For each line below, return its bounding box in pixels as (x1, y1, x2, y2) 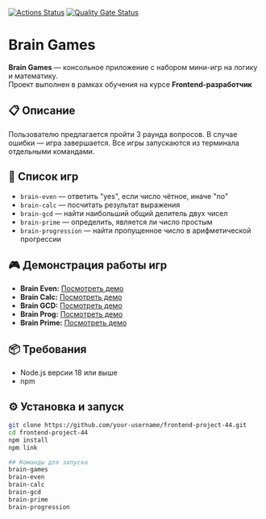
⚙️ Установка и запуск (8, 400, 125, 413)
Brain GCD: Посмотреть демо (19, 301, 123, 310)
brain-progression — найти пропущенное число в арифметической (19, 226, 251, 235)
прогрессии (19, 234, 62, 243)
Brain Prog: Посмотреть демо (19, 309, 123, 319)
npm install (8, 436, 48, 444)
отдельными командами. (8, 146, 95, 156)
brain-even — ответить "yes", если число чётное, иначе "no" (19, 191, 228, 201)
